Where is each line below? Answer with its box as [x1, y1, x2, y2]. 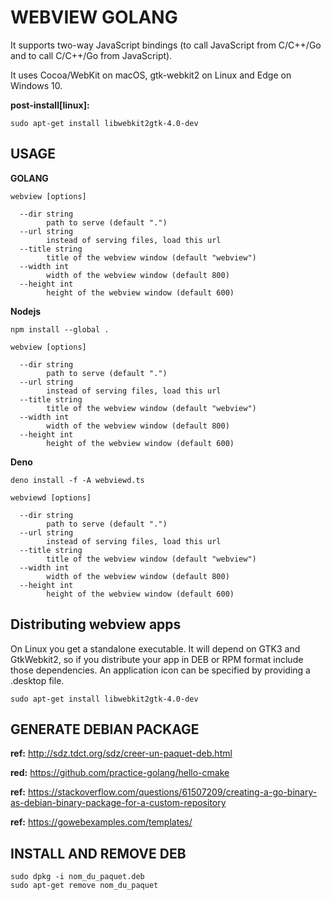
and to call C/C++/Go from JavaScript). [10, 49, 173, 61]
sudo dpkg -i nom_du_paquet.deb [10, 872, 145, 882]
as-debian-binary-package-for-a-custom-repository [10, 797, 227, 809]
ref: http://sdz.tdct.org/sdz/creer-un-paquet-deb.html [10, 747, 233, 760]
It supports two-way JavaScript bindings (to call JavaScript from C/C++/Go [10, 39, 322, 51]
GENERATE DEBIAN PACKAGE [10, 721, 200, 738]
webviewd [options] [10, 492, 92, 503]
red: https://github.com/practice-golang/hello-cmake [10, 767, 230, 779]
